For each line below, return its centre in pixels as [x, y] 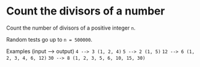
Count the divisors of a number [86, 11]
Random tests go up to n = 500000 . [49, 39]
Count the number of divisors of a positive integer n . [71, 28]
